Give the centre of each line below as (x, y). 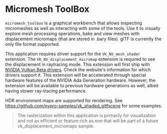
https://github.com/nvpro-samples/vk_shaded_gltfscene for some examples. (84, 106)
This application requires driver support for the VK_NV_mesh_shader (73, 54)
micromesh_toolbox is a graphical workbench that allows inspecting (74, 23)
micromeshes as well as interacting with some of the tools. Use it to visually (83, 28)
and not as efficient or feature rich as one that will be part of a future (88, 121)
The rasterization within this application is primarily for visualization (86, 115)
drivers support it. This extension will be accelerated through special (76, 75)
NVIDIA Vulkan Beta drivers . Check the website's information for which (78, 69)
